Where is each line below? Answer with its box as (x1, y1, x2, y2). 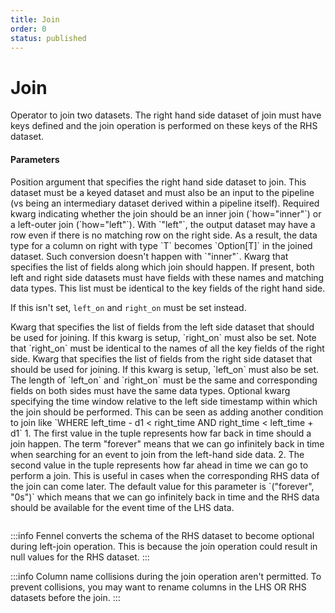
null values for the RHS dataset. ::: (10, 551, 150, 563)
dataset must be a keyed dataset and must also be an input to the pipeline (10, 186, 315, 198)
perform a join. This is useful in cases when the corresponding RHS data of (10, 469, 320, 481)
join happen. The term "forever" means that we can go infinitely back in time (10, 437, 325, 450)
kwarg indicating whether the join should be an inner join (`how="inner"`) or (10, 207, 322, 220)
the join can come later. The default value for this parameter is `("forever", (10, 480, 315, 492)
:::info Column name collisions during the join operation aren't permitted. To (10, 570, 322, 582)
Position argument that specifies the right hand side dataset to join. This (10, 176, 307, 188)
